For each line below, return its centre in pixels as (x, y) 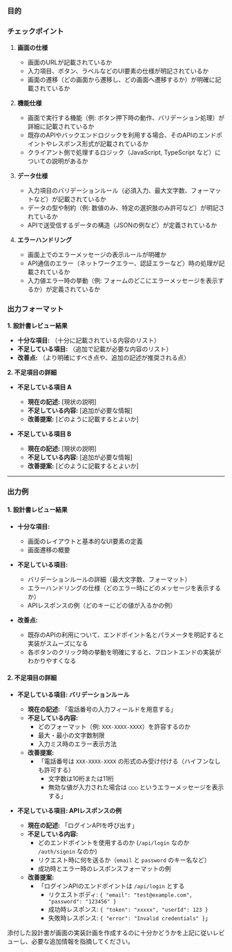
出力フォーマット (36, 309)
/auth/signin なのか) (68, 851)
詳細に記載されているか (61, 127)
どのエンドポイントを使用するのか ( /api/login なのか (114, 843)
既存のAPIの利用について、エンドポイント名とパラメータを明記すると (126, 635)
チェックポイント (36, 31)
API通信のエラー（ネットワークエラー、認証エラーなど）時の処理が (123, 263)
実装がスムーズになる (58, 643)
